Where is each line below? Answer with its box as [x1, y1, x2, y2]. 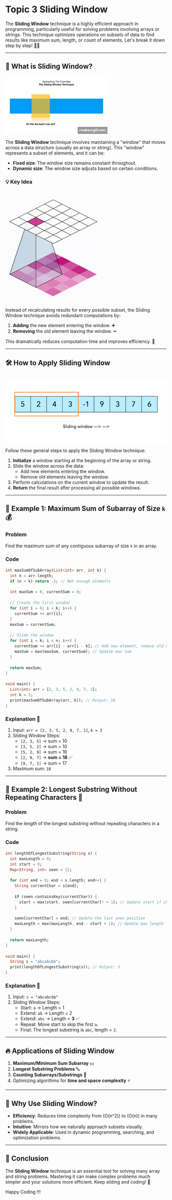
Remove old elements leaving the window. [20, 473, 109, 480]
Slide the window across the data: [12, 463, 84, 469]
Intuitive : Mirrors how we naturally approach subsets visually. [12, 1123, 143, 1130]
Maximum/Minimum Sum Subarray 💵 [12, 1060, 94, 1066]
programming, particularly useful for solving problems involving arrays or [5, 26, 160, 32]
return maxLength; [10, 937, 50, 943]
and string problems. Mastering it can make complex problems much [5, 1173, 150, 1179]
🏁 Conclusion [5, 1154, 49, 1163]
